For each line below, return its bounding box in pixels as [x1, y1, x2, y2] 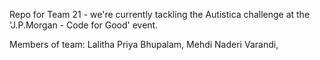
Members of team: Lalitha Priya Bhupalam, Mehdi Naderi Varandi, [9, 39, 279, 50]
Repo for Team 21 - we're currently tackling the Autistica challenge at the [9, 9, 311, 20]
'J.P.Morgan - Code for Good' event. [9, 19, 159, 31]
